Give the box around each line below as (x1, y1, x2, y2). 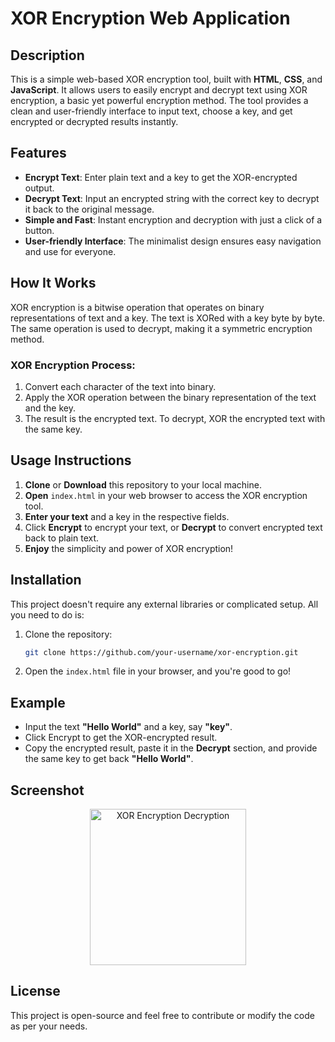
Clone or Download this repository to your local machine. (24, 478, 262, 491)
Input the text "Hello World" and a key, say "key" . (24, 721, 233, 733)
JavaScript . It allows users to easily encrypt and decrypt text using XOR (10, 84, 308, 96)
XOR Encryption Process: (10, 358, 136, 372)
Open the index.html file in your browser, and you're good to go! (24, 665, 292, 677)
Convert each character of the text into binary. (24, 380, 217, 392)
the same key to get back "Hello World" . (24, 753, 194, 765)
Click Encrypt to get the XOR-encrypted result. (24, 732, 218, 744)
